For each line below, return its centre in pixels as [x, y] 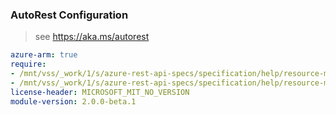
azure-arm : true [44, 55]
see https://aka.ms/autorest [92, 37]
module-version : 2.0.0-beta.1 [73, 101]
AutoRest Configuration [69, 15]
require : [28, 64]
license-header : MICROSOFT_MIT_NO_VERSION [100, 92]
